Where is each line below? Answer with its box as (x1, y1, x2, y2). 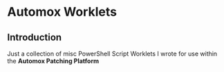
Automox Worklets (7, 4, 118, 20)
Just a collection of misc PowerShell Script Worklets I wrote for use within (7, 49, 218, 58)
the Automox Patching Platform (7, 57, 99, 65)
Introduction (7, 32, 62, 43)
